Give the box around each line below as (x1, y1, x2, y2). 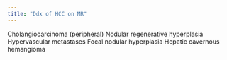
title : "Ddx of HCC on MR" (7, 10, 87, 18)
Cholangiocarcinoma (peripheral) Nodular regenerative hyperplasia (7, 30, 204, 38)
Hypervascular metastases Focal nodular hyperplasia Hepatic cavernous (7, 37, 220, 46)
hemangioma (7, 44, 46, 53)
